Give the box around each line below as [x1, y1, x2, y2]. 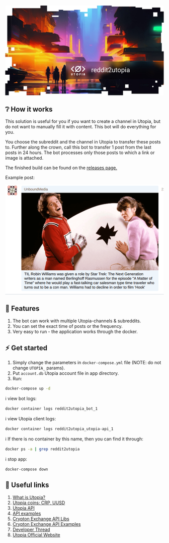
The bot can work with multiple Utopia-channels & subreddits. [12, 318, 141, 324]
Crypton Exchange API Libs [12, 516, 69, 522]
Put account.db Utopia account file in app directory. [12, 370, 119, 376]
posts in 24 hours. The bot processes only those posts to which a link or [5, 150, 155, 156]
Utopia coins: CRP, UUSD [12, 500, 65, 506]
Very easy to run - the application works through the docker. [12, 328, 138, 334]
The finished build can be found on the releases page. [5, 165, 117, 171]
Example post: [5, 175, 35, 181]
